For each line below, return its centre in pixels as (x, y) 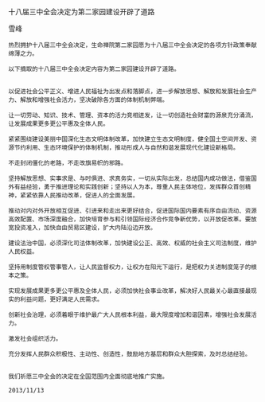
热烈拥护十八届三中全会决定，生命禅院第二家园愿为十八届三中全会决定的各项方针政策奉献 (132, 45)
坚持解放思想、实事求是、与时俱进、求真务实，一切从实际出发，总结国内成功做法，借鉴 (130, 178)
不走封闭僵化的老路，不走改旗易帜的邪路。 (68, 163)
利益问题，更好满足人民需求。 (61, 299)
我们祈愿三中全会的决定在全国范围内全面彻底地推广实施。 (88, 377)
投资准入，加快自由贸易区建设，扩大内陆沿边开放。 (85, 228)
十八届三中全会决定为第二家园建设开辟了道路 (82, 12)
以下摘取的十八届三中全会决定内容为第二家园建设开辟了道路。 (94, 69)
